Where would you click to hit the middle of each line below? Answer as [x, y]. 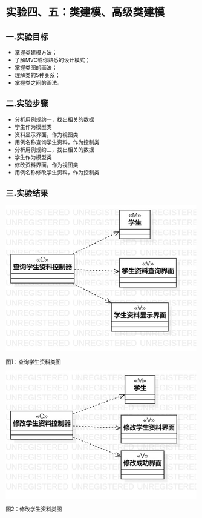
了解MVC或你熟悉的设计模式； [52, 60]
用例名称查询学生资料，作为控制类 [57, 142]
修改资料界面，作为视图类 [46, 165]
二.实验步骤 [27, 104]
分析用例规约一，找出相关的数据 [54, 119]
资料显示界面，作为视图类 [46, 134]
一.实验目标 [27, 37]
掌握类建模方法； [36, 52]
